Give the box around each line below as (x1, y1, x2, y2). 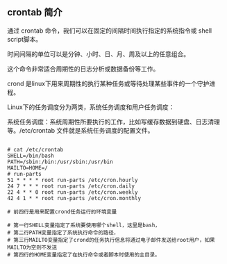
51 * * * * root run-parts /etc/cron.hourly (7, 176, 138, 183)
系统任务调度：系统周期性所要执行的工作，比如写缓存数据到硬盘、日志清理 (7, 117, 220, 126)
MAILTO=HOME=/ (7, 164, 49, 172)
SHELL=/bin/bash (7, 152, 54, 159)
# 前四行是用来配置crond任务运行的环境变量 (7, 208, 117, 215)
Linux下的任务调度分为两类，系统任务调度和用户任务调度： (7, 103, 175, 111)
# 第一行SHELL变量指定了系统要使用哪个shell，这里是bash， (7, 222, 161, 229)
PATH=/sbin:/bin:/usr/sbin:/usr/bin (7, 158, 113, 165)
